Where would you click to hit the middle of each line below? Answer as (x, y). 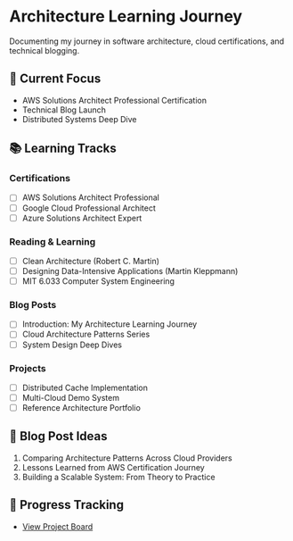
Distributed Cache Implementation (85, 387)
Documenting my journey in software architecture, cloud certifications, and (147, 41)
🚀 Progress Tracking (67, 505)
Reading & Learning (53, 241)
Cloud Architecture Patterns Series (86, 334)
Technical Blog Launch (64, 110)
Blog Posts (33, 305)
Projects (28, 368)
